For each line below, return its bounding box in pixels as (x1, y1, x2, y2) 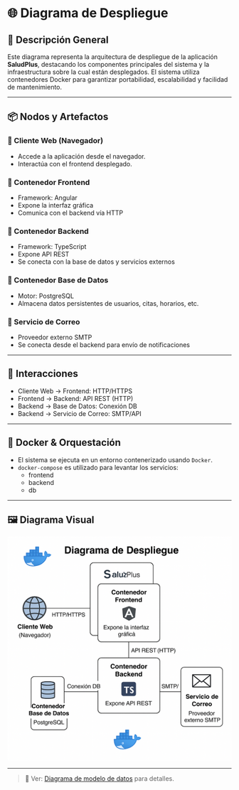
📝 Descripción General (7, 33, 109, 46)
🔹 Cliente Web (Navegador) (7, 136, 104, 146)
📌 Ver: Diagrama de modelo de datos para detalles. (24, 774, 174, 783)
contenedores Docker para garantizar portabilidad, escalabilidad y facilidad (7, 75, 228, 83)
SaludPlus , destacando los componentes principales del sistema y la (7, 60, 210, 68)
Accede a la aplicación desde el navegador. (17, 151, 146, 161)
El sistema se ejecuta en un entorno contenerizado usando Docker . (17, 455, 213, 464)
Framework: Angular (17, 193, 78, 202)
